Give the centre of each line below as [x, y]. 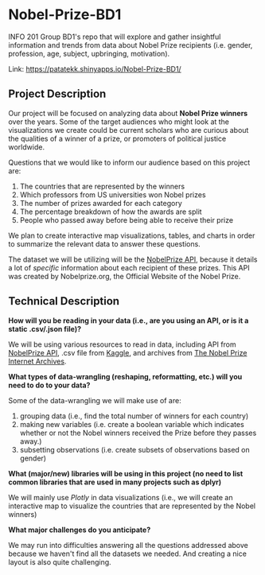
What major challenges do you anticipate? [80, 530]
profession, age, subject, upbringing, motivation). [89, 53]
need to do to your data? [49, 385]
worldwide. [27, 147]
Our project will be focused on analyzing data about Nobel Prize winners [128, 113]
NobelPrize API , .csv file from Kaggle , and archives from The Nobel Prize [128, 352]
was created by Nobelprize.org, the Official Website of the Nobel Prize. [125, 276]
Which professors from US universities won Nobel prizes [113, 194]
